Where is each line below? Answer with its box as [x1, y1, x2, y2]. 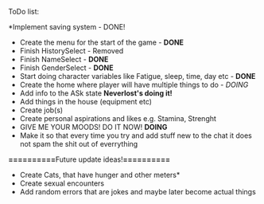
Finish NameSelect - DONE [19, 55, 109, 64]
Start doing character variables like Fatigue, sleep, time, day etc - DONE [19, 72, 256, 80]
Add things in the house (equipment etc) [19, 97, 153, 106]
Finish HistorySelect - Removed [19, 46, 124, 55]
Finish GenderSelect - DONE [19, 63, 114, 73]
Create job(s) [19, 105, 64, 115]
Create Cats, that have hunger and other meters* [19, 171, 181, 179]
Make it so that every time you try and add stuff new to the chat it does [19, 131, 252, 140]
